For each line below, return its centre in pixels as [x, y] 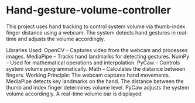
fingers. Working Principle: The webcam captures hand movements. [88, 75]
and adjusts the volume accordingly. [61, 39]
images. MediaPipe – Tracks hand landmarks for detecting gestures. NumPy [98, 56]
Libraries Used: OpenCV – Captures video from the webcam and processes [97, 50]
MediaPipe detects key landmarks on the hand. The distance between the [95, 81]
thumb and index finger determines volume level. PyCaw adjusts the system [97, 87]
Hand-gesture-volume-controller [88, 10]
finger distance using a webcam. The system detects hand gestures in [91, 32]
